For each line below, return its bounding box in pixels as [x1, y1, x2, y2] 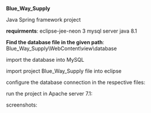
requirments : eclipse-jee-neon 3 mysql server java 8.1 [6, 27, 138, 34]
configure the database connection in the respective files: [6, 79, 145, 86]
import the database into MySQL [6, 57, 85, 63]
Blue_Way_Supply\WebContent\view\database [6, 45, 117, 52]
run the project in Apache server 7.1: [6, 90, 92, 97]
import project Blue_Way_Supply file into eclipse [6, 68, 122, 75]
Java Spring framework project [6, 16, 81, 23]
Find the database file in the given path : [6, 39, 104, 45]
